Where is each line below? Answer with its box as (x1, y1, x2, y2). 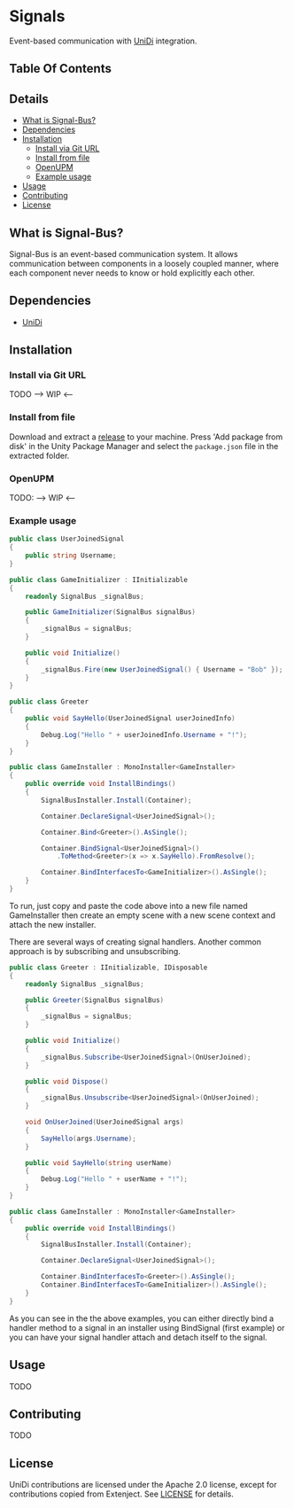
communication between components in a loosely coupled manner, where (9, 258, 279, 268)
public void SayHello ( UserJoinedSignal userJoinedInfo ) (25, 714, 236, 723)
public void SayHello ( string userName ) (25, 1158, 173, 1167)
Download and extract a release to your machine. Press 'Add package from (9, 431, 283, 442)
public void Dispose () (25, 1077, 109, 1086)
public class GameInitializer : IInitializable (9, 575, 189, 584)
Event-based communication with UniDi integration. (9, 35, 197, 46)
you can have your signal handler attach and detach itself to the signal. (9, 1332, 267, 1342)
